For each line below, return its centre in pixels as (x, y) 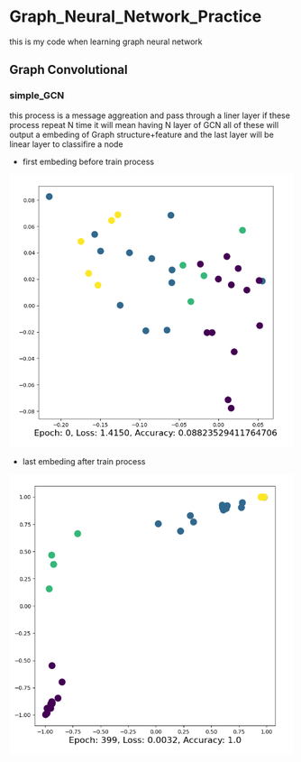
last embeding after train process (84, 462)
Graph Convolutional (68, 70)
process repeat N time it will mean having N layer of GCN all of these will (144, 124)
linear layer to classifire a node (66, 144)
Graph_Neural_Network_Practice (136, 17)
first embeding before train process (88, 161)
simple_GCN (37, 96)
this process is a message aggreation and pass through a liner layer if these (150, 115)
